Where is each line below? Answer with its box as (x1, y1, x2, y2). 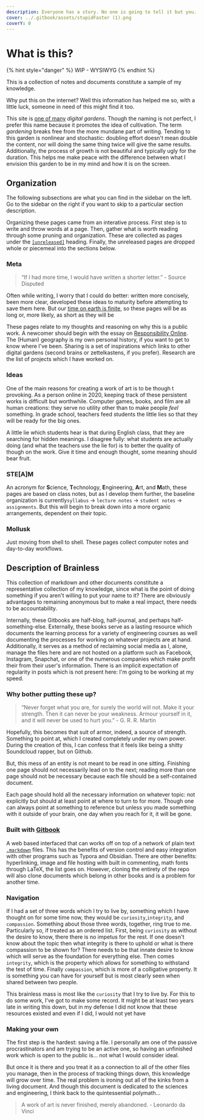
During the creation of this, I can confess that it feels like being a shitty (6, 741, 183, 749)
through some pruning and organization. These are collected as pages (6, 232, 182, 239)
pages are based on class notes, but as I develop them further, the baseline (6, 490, 195, 498)
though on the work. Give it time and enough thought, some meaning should (6, 448, 197, 456)
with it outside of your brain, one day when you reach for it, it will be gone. (6, 811, 192, 818)
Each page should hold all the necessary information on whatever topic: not (6, 791, 195, 798)
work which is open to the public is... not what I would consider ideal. (6, 1052, 179, 1059)
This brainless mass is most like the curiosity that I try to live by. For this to (6, 990, 195, 998)
